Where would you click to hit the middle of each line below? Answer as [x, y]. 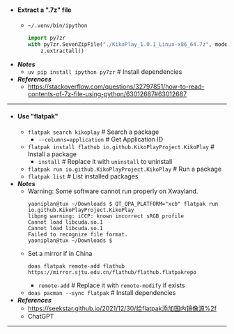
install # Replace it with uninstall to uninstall [105, 162]
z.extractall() [63, 51]
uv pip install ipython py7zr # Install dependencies [105, 71]
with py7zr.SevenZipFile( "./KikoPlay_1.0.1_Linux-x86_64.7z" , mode [127, 45]
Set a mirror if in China [60, 254]
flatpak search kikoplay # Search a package [93, 132]
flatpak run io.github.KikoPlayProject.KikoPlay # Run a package [124, 169]
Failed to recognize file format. [78, 235]
